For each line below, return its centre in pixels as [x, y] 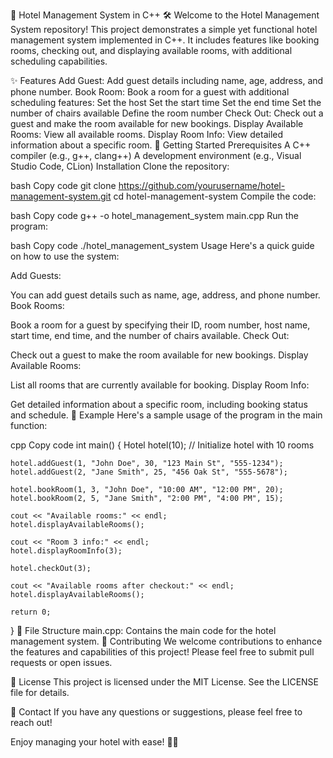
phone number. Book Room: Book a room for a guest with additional [150, 92]
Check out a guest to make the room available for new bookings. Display [159, 355]
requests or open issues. [61, 662]
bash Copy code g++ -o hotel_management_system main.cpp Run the [154, 215]
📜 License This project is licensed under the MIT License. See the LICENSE [165, 682]
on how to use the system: [65, 256]
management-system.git [61, 196]
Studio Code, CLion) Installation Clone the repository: [120, 166]
